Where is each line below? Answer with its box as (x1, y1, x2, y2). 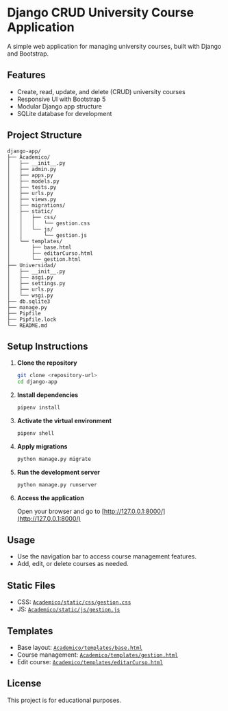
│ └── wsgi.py (7, 292, 53, 299)
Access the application (16, 493, 84, 502)
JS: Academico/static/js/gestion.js (16, 605, 121, 613)
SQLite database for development (16, 109, 112, 117)
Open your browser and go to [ (16, 507, 105, 515)
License (7, 678, 42, 690)
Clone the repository (16, 359, 77, 367)
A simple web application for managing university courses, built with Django (7, 42, 222, 50)
